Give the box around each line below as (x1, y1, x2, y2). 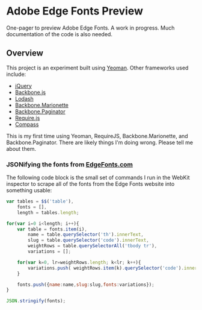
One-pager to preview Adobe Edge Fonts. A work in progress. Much (6, 24, 175, 31)
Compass (14, 121, 39, 128)
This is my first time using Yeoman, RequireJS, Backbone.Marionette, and (6, 132, 188, 139)
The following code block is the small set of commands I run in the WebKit (6, 174, 191, 182)
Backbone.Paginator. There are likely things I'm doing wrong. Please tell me (6, 139, 194, 146)
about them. (6, 145, 36, 152)
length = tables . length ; (17, 209, 79, 215)
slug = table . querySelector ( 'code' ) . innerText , (28, 237, 149, 244)
